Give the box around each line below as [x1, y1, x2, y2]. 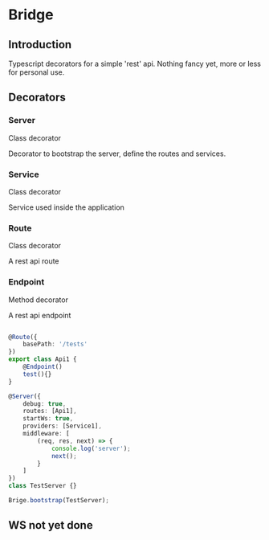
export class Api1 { [8, 355, 78, 363]
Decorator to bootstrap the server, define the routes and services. [8, 149, 226, 158]
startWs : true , [22, 415, 74, 423]
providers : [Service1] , [22, 422, 103, 431]
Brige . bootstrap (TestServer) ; [8, 497, 110, 505]
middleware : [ [22, 430, 70, 438]
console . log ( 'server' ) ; [51, 444, 131, 452]
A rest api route [8, 256, 59, 266]
